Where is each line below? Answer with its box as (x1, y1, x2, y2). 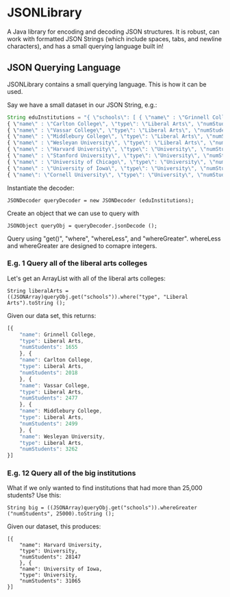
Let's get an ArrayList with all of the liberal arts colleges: (7, 274, 166, 282)
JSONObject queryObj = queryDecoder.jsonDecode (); (7, 222, 157, 229)
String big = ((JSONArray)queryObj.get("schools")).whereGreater (7, 504, 197, 511)
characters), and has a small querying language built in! (7, 42, 164, 50)
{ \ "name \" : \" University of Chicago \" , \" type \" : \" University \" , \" (7, 158, 216, 165)
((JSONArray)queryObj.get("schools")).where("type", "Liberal (7, 293, 188, 300)
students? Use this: (7, 491, 62, 500)
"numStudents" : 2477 (19, 395, 78, 402)
